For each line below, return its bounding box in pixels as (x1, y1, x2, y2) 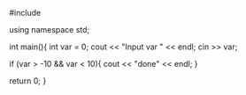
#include (9, 8, 42, 18)
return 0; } (9, 76, 47, 86)
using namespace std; (9, 25, 90, 34)
